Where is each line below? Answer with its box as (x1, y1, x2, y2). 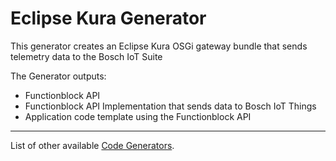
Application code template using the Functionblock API (24, 110, 252, 122)
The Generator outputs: (10, 70, 107, 82)
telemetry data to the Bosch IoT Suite (10, 50, 163, 62)
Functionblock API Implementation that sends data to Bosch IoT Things (24, 100, 317, 112)
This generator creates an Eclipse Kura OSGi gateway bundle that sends (10, 40, 308, 52)
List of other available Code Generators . (10, 139, 175, 151)
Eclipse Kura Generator (10, 7, 207, 30)
